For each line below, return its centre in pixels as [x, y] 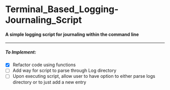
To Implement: [21, 52]
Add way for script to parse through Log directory [64, 71]
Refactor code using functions [44, 65]
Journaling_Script [44, 20]
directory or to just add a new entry [49, 82]
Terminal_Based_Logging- [62, 9]
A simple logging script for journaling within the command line [72, 34]
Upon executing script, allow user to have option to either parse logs [84, 76]
